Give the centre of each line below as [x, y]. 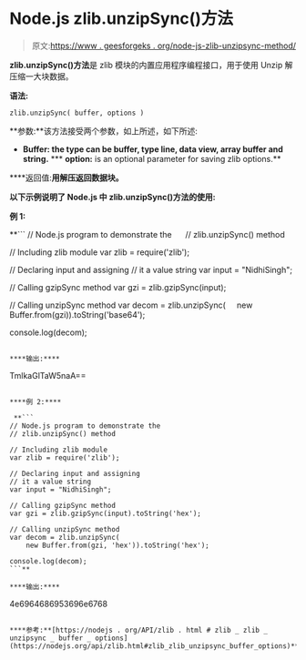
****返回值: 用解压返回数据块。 [67, 178]
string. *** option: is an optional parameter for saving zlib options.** [152, 158]
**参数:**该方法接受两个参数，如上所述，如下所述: [104, 131]
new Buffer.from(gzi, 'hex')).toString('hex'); [117, 545]
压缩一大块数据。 [41, 76]
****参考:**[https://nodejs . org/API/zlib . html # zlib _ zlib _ [139, 630]
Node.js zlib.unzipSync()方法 [122, 19]
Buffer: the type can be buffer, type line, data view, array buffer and [153, 149]
